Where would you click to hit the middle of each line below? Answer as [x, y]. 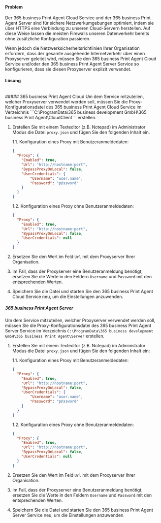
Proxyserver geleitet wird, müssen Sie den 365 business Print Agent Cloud [81, 59]
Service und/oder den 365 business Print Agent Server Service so [72, 64]
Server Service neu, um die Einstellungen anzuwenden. [68, 515]
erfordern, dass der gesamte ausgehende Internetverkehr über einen [75, 54]
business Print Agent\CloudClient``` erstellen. [51, 118]
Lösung [13, 80]
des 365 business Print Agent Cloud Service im [94, 107]
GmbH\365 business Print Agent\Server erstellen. [55, 336]
